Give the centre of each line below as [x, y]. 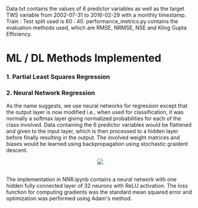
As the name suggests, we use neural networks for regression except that [97, 106]
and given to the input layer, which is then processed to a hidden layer [92, 131]
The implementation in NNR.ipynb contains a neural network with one [92, 179]
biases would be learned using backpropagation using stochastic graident [97, 144]
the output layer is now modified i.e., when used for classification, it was [95, 112]
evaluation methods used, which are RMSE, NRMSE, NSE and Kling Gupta [96, 27]
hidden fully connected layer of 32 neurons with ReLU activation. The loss [97, 186]
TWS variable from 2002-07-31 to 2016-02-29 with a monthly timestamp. [96, 15]
